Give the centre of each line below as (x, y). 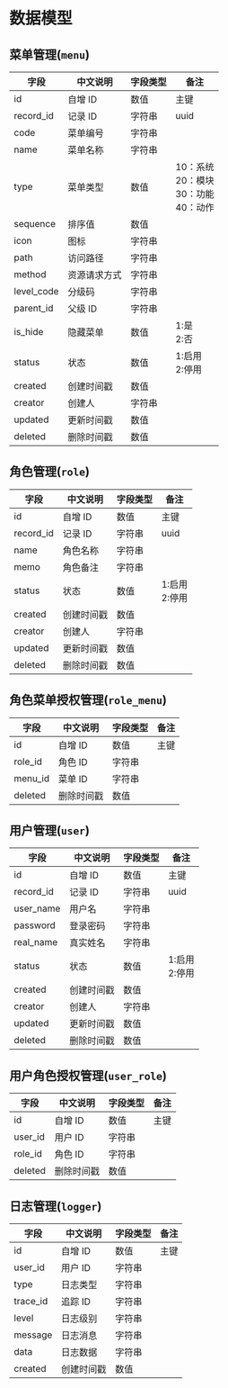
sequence (35, 224)
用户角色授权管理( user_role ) (88, 1075)
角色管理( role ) (49, 472)
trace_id (31, 1302)
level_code (36, 291)
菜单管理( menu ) (49, 54)
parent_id (34, 308)
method (30, 274)
